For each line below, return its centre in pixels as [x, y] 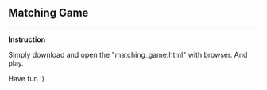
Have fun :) [27, 78]
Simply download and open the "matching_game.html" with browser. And [128, 54]
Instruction [27, 39]
